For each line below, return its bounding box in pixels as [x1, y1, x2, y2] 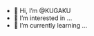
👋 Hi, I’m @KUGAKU [13, 7, 71, 15]
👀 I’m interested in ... [13, 14, 73, 22]
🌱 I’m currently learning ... [13, 21, 88, 29]
